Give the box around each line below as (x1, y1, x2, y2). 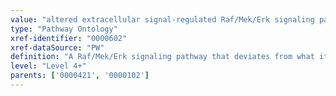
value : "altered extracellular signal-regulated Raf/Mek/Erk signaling (10, 14, 315, 25)
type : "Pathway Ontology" (10, 24, 118, 34)
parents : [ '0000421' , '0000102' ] (10, 71, 150, 81)
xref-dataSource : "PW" (10, 42, 105, 53)
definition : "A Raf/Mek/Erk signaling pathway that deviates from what (10, 52, 315, 62)
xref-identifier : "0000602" (10, 33, 128, 43)
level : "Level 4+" (10, 61, 87, 71)
